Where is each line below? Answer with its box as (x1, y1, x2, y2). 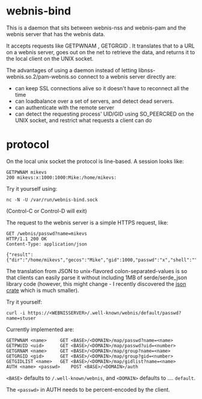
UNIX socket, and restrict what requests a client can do (14, 116, 152, 124)
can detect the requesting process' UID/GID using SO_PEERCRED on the (14, 110, 194, 117)
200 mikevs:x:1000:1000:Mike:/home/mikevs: (6, 175, 117, 181)
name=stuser (6, 315, 36, 321)
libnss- (138, 66, 156, 73)
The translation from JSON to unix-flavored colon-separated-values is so (6, 267, 188, 274)
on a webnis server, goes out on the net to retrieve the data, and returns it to (6, 48, 195, 55)
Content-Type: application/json (6, 241, 87, 247)
